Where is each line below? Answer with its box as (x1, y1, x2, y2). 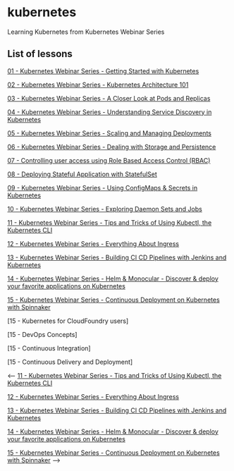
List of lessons (7, 48, 73, 60)
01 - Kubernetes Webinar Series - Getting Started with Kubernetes (7, 66, 199, 75)
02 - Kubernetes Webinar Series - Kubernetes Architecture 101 (7, 80, 189, 89)
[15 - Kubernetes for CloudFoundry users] (7, 317, 129, 325)
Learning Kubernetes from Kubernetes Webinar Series (7, 27, 165, 36)
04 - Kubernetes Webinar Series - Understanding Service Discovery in (7, 107, 212, 116)
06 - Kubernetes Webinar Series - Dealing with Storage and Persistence (7, 142, 216, 151)
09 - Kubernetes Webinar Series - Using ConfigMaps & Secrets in (7, 183, 198, 192)
